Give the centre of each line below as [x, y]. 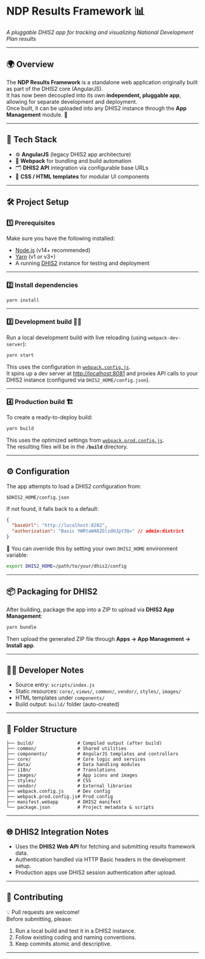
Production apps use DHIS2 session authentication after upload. [96, 872]
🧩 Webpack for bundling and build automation [73, 161]
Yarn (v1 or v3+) [35, 257]
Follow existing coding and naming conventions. [76, 937]
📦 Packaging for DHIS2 [52, 592]
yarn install [23, 300]
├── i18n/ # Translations [61, 770]
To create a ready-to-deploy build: [49, 417]
